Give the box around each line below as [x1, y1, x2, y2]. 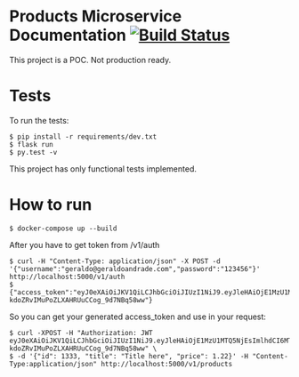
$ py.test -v [9, 148, 58, 156]
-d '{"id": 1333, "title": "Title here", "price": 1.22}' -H [17, 351, 249, 361]
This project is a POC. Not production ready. [9, 54, 172, 65]
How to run [9, 195, 93, 215]
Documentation [9, 25, 127, 45]
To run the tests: [9, 115, 69, 125]
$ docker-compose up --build [9, 224, 117, 233]
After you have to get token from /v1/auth [9, 239, 160, 250]
